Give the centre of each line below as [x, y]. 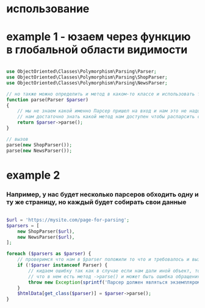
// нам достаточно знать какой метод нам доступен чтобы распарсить [106, 117]
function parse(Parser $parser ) [47, 100]
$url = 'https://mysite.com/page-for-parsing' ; [68, 220]
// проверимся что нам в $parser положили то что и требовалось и [103, 260]
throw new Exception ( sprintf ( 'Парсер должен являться [98, 282]
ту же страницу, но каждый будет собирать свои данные [96, 202]
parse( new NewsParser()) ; [39, 151]
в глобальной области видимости [97, 50]
